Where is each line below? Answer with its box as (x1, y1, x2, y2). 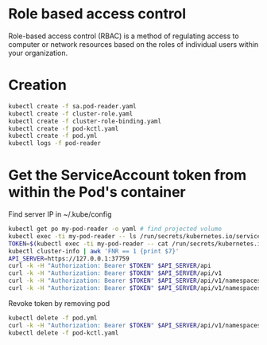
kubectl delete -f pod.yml (8, 314, 98, 322)
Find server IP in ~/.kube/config (8, 210, 113, 219)
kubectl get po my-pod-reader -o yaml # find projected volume (8, 225, 222, 233)
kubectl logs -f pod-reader (8, 139, 102, 147)
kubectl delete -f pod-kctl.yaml (8, 328, 119, 337)
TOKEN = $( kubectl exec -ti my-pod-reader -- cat (8, 240, 169, 248)
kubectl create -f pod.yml (8, 132, 98, 140)
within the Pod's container (8, 183, 186, 202)
